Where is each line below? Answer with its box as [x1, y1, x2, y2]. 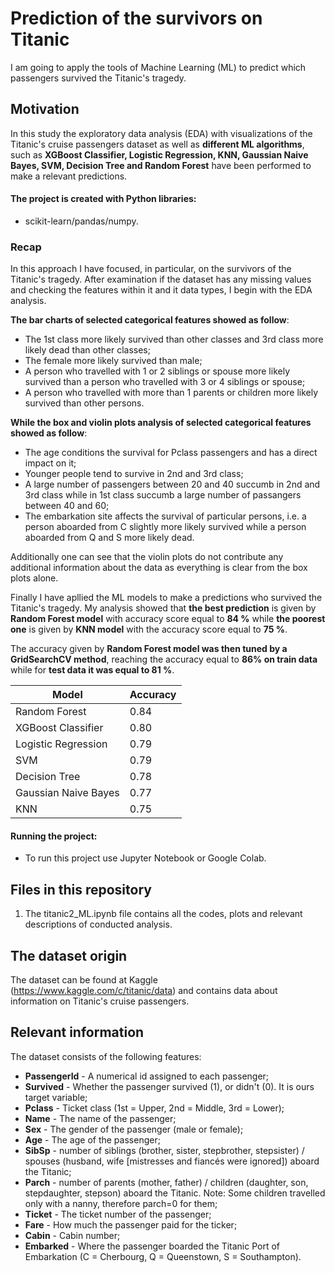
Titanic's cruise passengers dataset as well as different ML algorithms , [10, 138, 305, 150]
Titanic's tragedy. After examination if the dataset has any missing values [10, 273, 312, 286]
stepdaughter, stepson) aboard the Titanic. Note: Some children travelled [24, 1187, 326, 1199]
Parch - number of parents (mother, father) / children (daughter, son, [24, 1176, 309, 1188]
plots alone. [10, 572, 59, 584]
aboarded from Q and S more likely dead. [24, 532, 195, 544]
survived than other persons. [24, 397, 145, 409]
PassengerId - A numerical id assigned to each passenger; [24, 1070, 270, 1082]
